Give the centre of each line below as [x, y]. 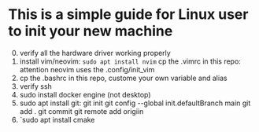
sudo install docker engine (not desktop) [85, 94]
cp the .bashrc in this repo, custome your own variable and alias [123, 78]
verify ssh [36, 86]
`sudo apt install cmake [57, 119]
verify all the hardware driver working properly [95, 53]
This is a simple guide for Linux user [128, 15]
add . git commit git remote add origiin [81, 111]
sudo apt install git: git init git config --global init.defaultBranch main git [135, 103]
